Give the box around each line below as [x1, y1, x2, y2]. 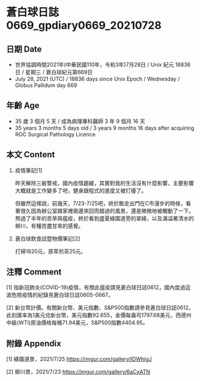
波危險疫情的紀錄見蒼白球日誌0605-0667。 [6, 292, 114, 299]
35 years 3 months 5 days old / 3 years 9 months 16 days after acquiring [14, 124, 195, 131]
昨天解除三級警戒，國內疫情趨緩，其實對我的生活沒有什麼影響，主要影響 [14, 179, 194, 187]
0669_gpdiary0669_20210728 [6, 19, 162, 32]
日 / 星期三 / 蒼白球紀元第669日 [14, 68, 93, 76]
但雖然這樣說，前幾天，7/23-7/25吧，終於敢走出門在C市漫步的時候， [14, 199, 186, 207]
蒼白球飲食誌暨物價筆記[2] [14, 235, 80, 242]
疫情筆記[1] [14, 166, 43, 174]
